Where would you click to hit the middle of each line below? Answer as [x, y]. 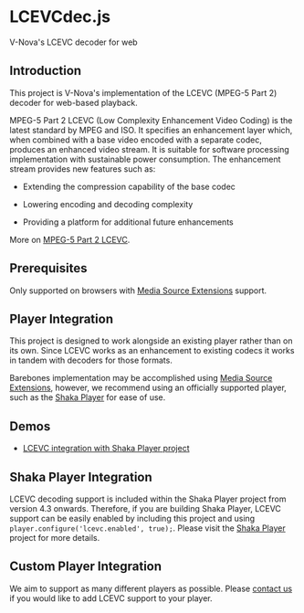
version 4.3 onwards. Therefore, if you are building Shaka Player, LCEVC [145, 508]
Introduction [46, 71]
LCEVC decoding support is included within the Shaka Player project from [148, 499]
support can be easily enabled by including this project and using [132, 518]
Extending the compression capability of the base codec [129, 186]
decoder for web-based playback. [74, 102]
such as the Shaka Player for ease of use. [88, 397]
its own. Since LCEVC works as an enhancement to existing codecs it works [152, 351]
